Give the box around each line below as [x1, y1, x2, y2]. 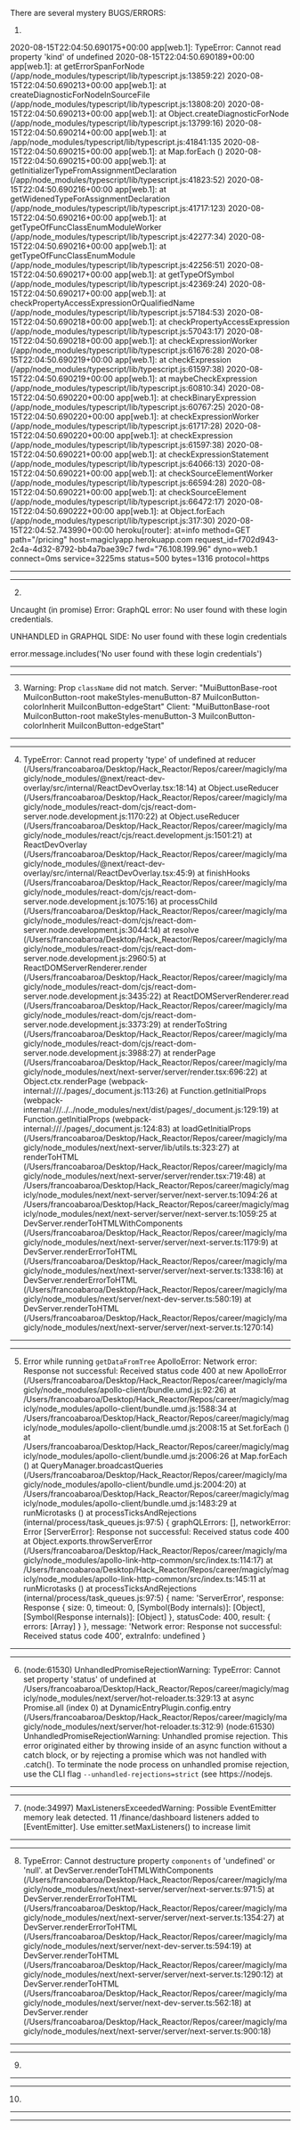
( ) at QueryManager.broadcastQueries [22, 1460, 164, 1471]
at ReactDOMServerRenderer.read [163, 991, 289, 1001]
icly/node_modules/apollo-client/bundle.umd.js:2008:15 [22, 1423, 228, 1432]
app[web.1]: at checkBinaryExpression [116, 392, 257, 403]
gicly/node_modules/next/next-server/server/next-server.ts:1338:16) [22, 1265, 274, 1276]
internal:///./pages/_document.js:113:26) [22, 1086, 169, 1096]
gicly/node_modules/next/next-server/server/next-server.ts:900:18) [22, 2026, 272, 2036]
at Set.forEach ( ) [229, 1423, 290, 1432]
